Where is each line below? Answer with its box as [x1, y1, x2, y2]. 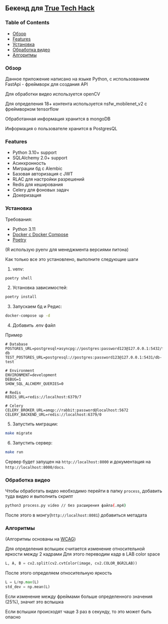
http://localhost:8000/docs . [5, 464, 65, 470]
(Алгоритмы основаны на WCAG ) [5, 536, 76, 542]
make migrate [5, 431, 32, 436]
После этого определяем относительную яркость [5, 570, 112, 576]
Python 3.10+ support [12, 149, 57, 155]
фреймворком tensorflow [5, 106, 59, 112]
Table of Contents [5, 19, 50, 26]
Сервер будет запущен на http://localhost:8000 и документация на [5, 459, 151, 465]
